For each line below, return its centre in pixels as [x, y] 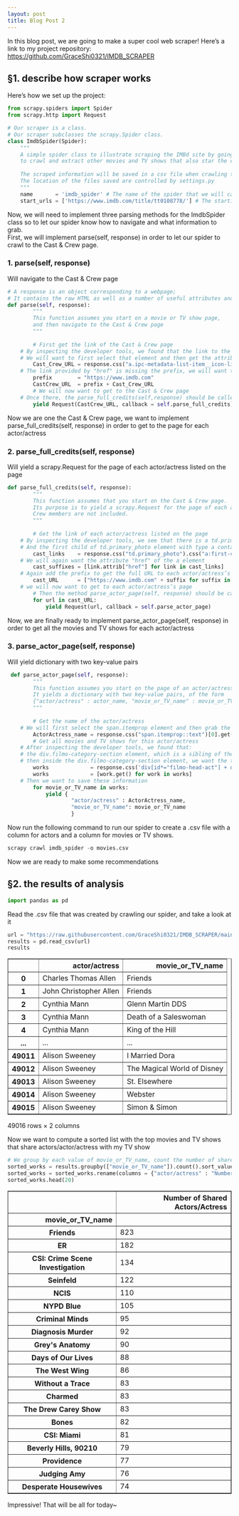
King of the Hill [152, 1030]
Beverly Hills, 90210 [63, 1448]
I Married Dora [151, 1056]
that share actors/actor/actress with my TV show [79, 1147]
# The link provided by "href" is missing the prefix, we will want [124, 371]
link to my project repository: [49, 48]
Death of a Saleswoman [166, 1017]
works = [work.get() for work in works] [113, 774]
